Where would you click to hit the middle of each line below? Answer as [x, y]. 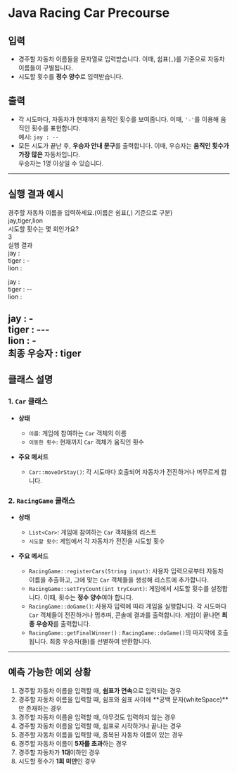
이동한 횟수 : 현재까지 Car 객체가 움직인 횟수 [87, 442]
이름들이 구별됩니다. [45, 68]
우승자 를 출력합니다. [63, 624]
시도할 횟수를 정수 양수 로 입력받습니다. [71, 76]
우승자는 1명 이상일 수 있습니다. [61, 163]
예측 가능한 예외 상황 [50, 672]
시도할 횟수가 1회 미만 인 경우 [57, 761]
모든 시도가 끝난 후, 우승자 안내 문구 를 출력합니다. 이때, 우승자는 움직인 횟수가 [123, 145]
